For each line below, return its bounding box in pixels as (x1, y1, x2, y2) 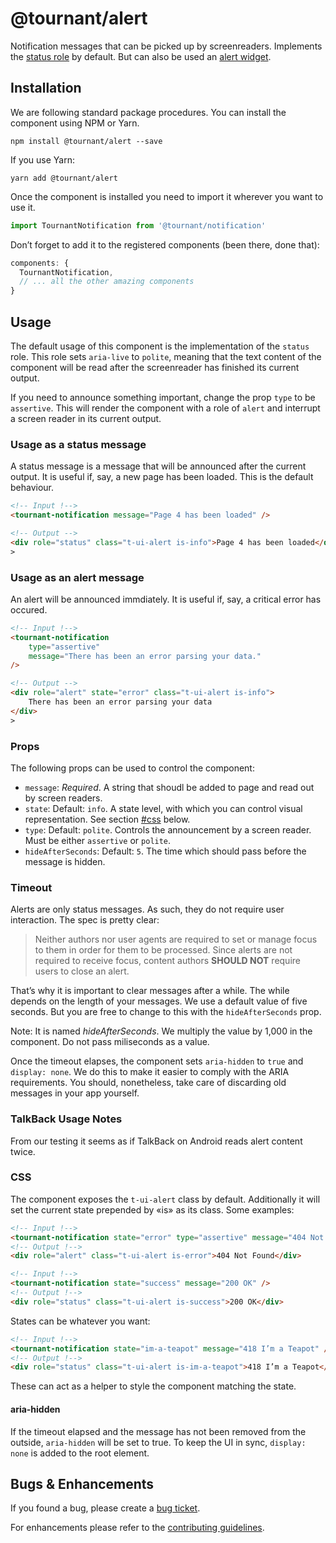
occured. (10, 603, 48, 616)
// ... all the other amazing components (19, 277, 195, 287)
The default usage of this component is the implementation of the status (10, 340, 310, 352)
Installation (10, 80, 82, 97)
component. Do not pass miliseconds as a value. (10, 1036, 210, 1048)
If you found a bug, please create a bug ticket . (10, 1502, 201, 1514)
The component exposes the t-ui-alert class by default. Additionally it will (10, 1193, 321, 1205)
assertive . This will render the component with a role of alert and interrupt (10, 402, 321, 414)
